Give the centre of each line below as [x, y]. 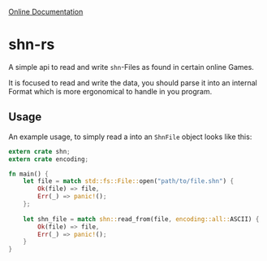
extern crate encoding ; [49, 159]
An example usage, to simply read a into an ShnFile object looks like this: [130, 137]
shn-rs [32, 45]
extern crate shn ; [39, 151]
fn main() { [28, 174]
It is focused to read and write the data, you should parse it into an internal [133, 83]
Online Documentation [46, 12]
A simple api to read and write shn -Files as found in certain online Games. [131, 67]
